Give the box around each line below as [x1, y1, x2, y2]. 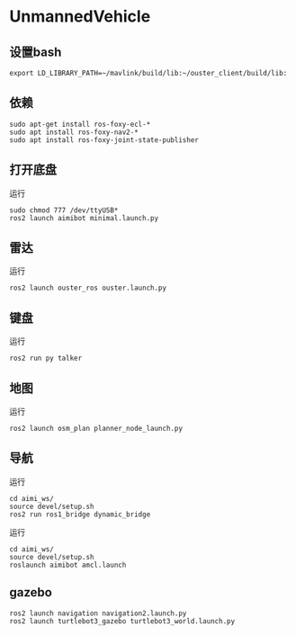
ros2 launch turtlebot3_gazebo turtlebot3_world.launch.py [9, 616, 236, 626]
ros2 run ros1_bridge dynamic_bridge [9, 510, 151, 519]
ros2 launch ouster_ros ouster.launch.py [9, 283, 167, 293]
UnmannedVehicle [9, 6, 151, 27]
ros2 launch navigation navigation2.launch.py [9, 609, 187, 618]
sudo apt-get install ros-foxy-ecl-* [9, 120, 151, 129]
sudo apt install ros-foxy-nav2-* [9, 128, 139, 137]
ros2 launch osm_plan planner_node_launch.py [9, 425, 183, 434]
